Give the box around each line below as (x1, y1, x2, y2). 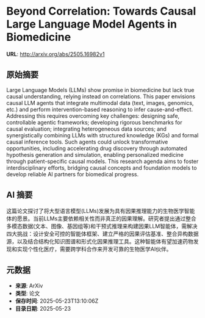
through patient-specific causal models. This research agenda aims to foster (6, 157, 199, 165)
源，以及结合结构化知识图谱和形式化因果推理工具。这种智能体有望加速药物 (6, 237, 193, 245)
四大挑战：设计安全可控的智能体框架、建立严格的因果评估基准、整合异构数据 (6, 230, 199, 237)
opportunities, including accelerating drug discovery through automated (6, 145, 187, 152)
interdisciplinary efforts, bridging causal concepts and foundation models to (6, 164, 197, 172)
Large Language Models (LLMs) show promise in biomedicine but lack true (6, 86, 195, 93)
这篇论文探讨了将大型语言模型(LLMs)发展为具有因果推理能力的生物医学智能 (6, 207, 195, 214)
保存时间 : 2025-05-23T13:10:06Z (15, 297, 99, 305)
